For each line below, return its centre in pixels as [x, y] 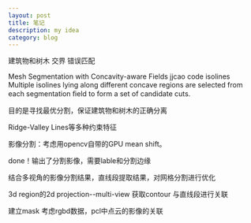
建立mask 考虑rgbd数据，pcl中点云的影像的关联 [86, 211]
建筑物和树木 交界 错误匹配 [52, 61]
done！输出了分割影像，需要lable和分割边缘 [80, 161]
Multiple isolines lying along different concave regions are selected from [126, 85]
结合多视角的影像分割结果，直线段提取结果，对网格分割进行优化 [112, 177]
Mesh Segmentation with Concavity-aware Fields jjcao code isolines [119, 76]
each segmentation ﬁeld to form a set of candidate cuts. [99, 94]
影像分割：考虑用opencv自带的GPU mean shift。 [87, 144]
